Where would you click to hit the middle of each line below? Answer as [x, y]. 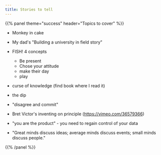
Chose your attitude [39, 66]
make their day [34, 71]
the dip [19, 95]
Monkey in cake [28, 32]
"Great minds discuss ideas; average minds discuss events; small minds [84, 132]
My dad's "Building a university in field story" [57, 42]
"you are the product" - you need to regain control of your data [75, 123]
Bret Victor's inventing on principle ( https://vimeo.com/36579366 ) [78, 114]
